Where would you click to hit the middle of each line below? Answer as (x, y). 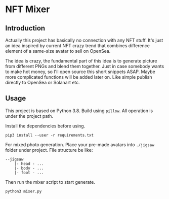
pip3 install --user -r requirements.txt (50, 135)
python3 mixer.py (24, 191)
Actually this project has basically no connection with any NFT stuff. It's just (84, 40)
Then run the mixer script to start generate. (50, 182)
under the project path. (29, 116)
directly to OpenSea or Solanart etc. (43, 82)
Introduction (25, 28)
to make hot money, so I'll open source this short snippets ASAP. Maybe (80, 72)
